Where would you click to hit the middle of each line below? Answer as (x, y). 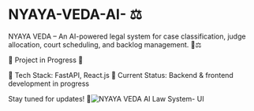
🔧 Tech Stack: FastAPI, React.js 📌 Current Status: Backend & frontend (121, 75)
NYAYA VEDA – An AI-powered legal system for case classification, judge (127, 36)
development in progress (49, 83)
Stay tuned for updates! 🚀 (50, 98)
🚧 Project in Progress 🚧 (46, 60)
